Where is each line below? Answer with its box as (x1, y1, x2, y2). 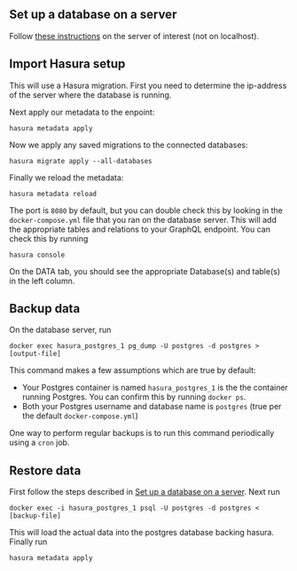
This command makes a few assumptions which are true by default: (9, 365, 256, 376)
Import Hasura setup (9, 57, 126, 72)
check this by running (9, 233, 89, 243)
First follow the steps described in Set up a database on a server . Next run (9, 487, 281, 497)
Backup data (9, 301, 81, 316)
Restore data (9, 463, 82, 478)
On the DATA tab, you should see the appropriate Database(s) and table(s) (9, 266, 281, 276)
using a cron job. (9, 437, 70, 448)
